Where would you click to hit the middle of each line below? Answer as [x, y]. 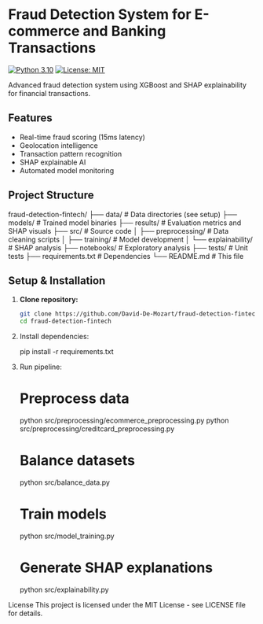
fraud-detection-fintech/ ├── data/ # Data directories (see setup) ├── [123, 214]
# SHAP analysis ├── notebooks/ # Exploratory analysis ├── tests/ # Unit [128, 247]
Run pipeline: [41, 367]
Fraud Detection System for [100, 15]
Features [30, 118]
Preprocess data [74, 399]
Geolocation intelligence [58, 145]
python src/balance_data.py [64, 482]
